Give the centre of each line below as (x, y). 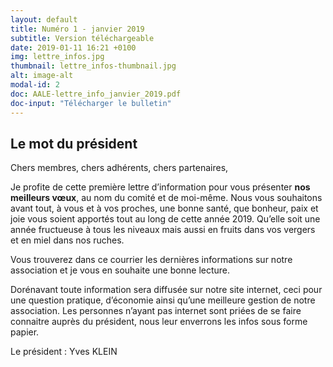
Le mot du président (74, 143)
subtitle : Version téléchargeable (82, 38)
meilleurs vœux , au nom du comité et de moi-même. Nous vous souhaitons (166, 198)
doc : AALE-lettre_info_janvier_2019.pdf (96, 94)
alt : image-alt (42, 76)
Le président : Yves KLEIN (64, 352)
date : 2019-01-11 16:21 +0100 (73, 47)
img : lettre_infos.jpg (57, 57)
